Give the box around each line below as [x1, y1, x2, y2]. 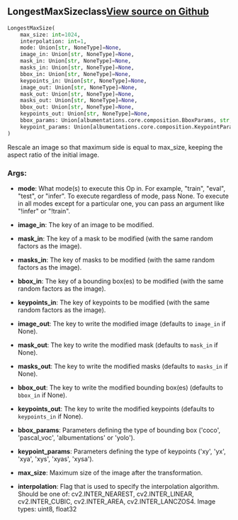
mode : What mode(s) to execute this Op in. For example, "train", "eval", [17, 184, 225, 192]
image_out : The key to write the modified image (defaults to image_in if [17, 319, 226, 328]
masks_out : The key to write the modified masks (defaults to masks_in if [17, 362, 228, 370]
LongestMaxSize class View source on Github [7, 6, 209, 18]
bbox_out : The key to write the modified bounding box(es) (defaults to [17, 383, 223, 392]
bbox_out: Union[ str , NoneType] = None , [20, 104, 135, 111]
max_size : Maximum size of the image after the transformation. [17, 468, 203, 477]
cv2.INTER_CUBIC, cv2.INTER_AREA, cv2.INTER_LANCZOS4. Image [17, 497, 216, 506]
